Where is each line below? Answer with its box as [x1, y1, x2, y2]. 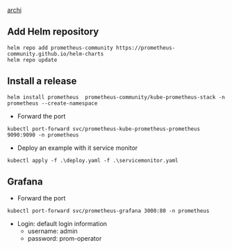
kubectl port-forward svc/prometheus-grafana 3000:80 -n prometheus [7, 207, 210, 214]
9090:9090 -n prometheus [7, 131, 79, 138]
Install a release [7, 76, 77, 87]
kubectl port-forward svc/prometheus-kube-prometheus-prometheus [7, 125, 200, 132]
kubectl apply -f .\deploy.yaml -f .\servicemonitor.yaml [7, 157, 179, 164]
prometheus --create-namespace [7, 100, 98, 107]
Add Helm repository [7, 26, 99, 37]
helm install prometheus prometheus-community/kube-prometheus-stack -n [7, 94, 226, 101]
